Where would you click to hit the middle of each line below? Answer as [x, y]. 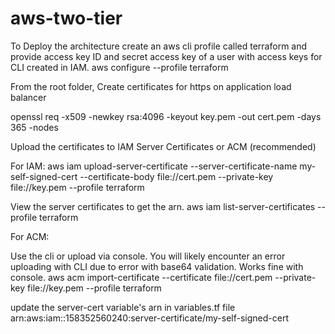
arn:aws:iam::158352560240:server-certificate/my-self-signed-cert [149, 318]
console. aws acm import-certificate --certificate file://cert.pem [141, 277]
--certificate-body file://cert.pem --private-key [176, 176]
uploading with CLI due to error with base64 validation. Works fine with [157, 266]
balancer [28, 97]
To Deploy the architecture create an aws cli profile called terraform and [159, 46]
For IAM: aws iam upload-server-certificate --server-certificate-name [154, 166]
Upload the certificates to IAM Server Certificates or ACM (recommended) [163, 146]
